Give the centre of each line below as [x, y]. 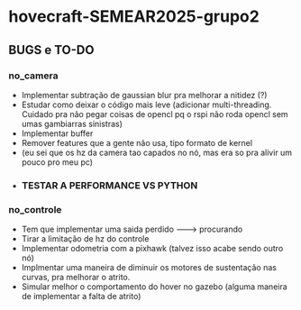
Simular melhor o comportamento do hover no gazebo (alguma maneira [154, 287]
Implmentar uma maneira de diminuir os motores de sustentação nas [149, 268]
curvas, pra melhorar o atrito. [76, 278]
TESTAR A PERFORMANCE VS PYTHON [109, 185]
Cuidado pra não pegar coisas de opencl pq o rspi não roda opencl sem [155, 114]
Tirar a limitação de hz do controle [85, 239]
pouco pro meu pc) [57, 162]
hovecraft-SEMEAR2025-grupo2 [134, 17]
